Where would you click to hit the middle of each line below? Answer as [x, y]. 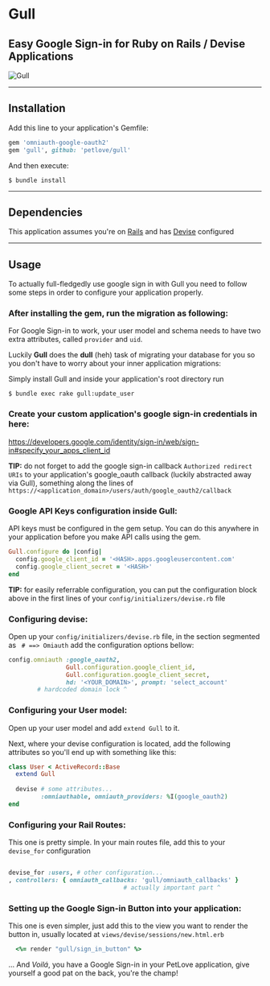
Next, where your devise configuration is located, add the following [119, 743]
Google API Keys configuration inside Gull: [93, 510]
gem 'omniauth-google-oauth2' [59, 142]
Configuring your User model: [68, 711]
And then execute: [39, 165]
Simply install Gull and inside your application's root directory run [116, 379]
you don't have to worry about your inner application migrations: [115, 364]
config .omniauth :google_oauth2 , [64, 660]
